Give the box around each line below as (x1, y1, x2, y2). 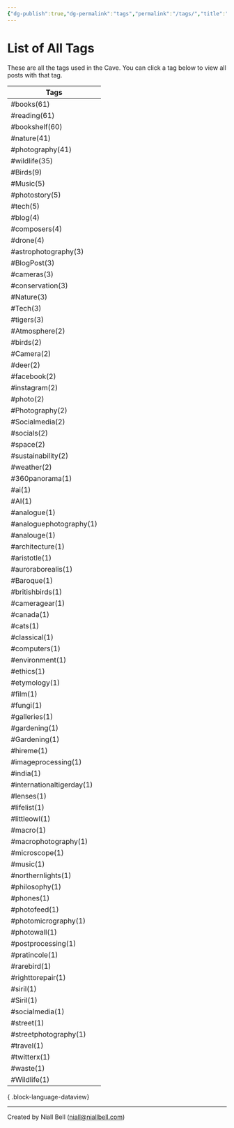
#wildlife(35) (10, 156, 54, 165)
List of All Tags (7, 40, 95, 56)
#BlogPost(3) (10, 258, 55, 267)
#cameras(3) (10, 269, 54, 279)
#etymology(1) (10, 678, 61, 688)
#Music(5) (10, 179, 45, 188)
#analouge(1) (10, 530, 56, 540)
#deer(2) (10, 360, 40, 370)
